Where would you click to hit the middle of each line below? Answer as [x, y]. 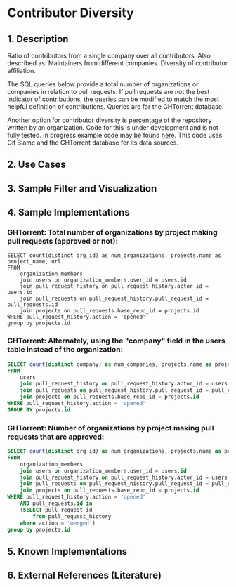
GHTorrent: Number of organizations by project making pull [111, 428]
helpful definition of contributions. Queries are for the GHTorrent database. [116, 106]
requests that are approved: [56, 437]
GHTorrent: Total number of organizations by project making [112, 232]
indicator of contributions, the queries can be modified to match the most [113, 99]
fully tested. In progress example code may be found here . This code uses [115, 135]
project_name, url [34, 262]
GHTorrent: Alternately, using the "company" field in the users [117, 341]
